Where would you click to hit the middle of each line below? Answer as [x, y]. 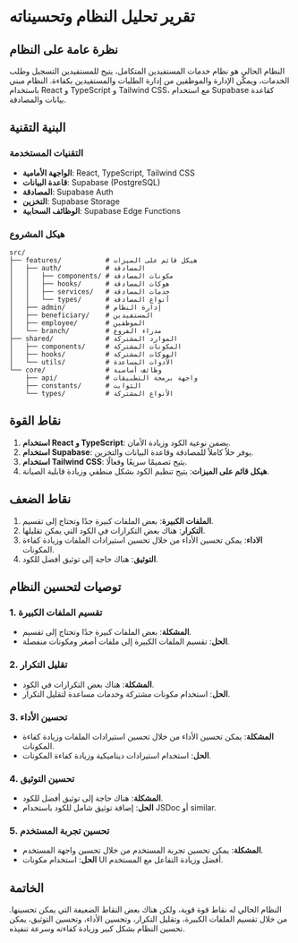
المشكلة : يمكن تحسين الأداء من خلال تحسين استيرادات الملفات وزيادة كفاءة [148, 736]
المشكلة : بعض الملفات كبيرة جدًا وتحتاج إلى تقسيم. [107, 632]
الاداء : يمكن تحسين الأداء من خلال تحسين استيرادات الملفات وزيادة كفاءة [142, 540]
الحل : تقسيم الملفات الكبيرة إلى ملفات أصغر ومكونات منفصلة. [126, 641]
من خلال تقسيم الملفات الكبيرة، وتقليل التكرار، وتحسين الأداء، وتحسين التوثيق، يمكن [149, 919]
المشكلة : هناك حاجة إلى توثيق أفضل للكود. [93, 798]
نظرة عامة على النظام [64, 50]
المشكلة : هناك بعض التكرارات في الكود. [88, 684]
